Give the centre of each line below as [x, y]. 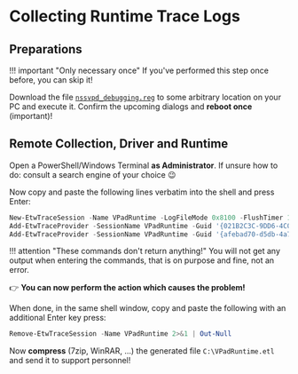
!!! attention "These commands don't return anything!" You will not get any [145, 251]
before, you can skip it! [51, 80]
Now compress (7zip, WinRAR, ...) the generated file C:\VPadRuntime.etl [142, 351]
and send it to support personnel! [70, 361]
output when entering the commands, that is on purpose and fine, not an [142, 260]
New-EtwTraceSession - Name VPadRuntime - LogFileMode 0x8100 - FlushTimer [146, 218]
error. [19, 270]
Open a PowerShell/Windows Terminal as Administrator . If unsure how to [144, 165]
